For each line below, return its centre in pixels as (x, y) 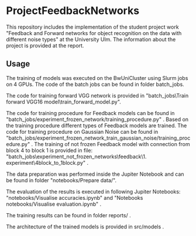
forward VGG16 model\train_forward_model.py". (63, 102)
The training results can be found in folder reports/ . (68, 215)
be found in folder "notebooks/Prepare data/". (61, 180)
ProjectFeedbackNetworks (73, 11)
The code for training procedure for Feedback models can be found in (90, 113)
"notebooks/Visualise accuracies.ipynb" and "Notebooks (75, 197)
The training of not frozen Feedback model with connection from (112, 144)
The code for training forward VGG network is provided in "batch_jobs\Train (97, 95)
